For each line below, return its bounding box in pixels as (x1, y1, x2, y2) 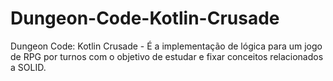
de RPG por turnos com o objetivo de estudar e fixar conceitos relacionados (10, 50, 324, 62)
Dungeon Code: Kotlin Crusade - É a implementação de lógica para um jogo (10, 40, 323, 52)
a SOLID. (10, 61, 47, 73)
